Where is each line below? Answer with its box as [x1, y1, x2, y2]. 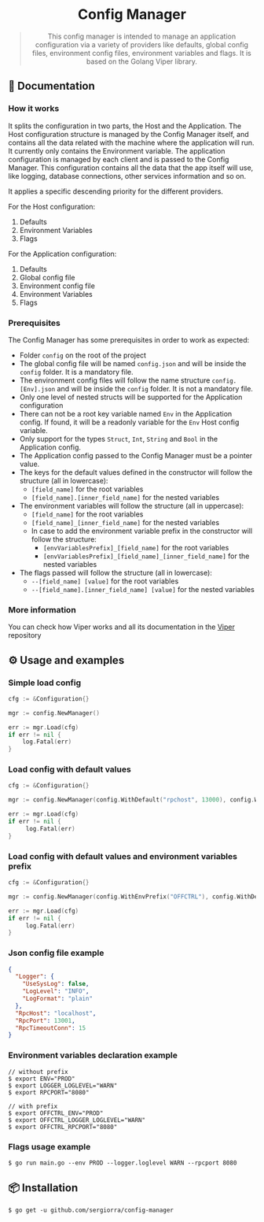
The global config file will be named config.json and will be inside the [19, 358, 247, 368]
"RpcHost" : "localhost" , [15, 1009, 97, 1017]
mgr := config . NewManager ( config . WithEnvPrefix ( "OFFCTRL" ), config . [8, 892, 237, 901]
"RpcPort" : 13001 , [15, 1016, 76, 1024]
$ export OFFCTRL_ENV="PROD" [8, 1109, 104, 1117]
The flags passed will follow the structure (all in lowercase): [19, 568, 212, 577]
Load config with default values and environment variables [8, 850, 238, 861]
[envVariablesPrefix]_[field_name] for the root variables [42, 542, 229, 552]
